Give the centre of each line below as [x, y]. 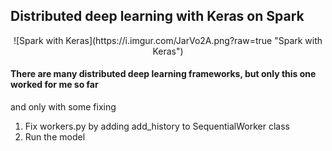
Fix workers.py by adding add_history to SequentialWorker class [157, 126]
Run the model [55, 137]
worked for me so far [54, 85]
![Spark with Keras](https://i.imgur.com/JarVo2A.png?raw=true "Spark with [168, 40]
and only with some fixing [63, 107]
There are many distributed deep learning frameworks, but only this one [163, 74]
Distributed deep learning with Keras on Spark [157, 16]
